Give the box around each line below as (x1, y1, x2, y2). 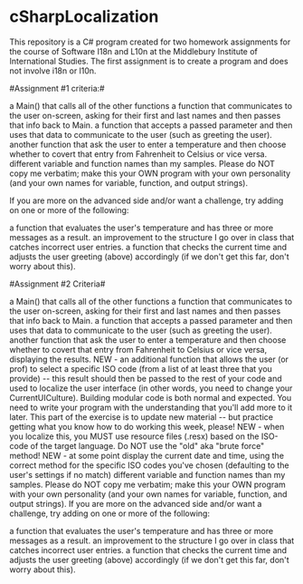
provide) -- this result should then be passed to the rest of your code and (9, 373, 282, 384)
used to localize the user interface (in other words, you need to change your (9, 383, 293, 394)
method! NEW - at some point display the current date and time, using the (9, 450, 285, 461)
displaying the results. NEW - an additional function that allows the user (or (9, 354, 289, 365)
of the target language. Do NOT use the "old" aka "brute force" (30, 440, 265, 451)
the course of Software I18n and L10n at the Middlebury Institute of (9, 45, 258, 56)
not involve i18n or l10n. (9, 65, 97, 76)
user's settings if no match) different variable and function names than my (9, 469, 286, 480)
